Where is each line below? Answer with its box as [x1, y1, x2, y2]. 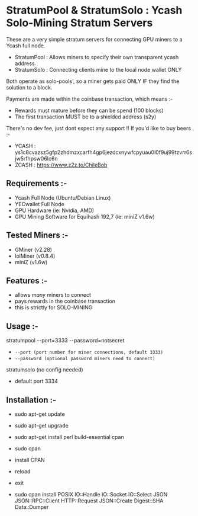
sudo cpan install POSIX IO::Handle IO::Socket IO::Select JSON [14, 491, 168, 498]
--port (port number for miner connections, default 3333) [14, 350, 164, 355]
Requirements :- [6, 178, 67, 188]
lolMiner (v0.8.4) [14, 252, 56, 259]
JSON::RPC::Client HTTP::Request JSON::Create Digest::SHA [14, 497, 164, 504]
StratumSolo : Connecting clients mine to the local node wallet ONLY [14, 66, 182, 73]
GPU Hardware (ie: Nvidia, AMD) [14, 207, 95, 214]
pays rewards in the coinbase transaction [14, 297, 116, 305]
